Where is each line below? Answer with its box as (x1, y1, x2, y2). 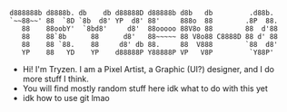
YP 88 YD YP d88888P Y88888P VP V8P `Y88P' (21, 48, 274, 57)
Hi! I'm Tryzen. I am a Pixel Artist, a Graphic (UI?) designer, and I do (22, 64, 275, 74)
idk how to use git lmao (22, 93, 111, 103)
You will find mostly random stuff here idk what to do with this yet (22, 83, 268, 94)
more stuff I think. (22, 73, 89, 84)
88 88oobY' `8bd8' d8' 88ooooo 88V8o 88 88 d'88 (21, 24, 279, 33)
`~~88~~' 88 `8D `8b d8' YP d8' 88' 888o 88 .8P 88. (9, 16, 279, 25)
